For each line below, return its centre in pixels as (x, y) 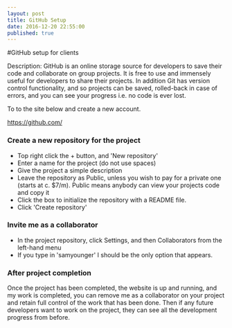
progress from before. (39, 318)
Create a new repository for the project (74, 141)
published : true (30, 33)
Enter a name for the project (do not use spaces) (87, 163)
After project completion (50, 273)
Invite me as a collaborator (53, 225)
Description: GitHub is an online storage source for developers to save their (115, 66)
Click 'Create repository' (52, 207)
